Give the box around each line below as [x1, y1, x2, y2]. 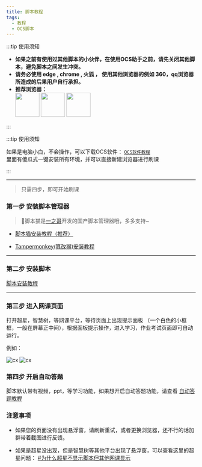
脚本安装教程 [6, 279, 38, 286]
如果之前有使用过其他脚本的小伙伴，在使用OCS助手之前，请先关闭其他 [14, 55, 191, 63]
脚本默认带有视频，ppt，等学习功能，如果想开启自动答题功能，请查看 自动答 [6, 388, 195, 395]
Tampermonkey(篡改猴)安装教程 [14, 243, 95, 250]
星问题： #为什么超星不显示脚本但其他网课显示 [14, 454, 131, 461]
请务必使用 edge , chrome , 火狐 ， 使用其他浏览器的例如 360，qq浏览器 [14, 70, 194, 78]
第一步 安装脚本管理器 [6, 202, 70, 211]
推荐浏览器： [14, 85, 47, 93]
